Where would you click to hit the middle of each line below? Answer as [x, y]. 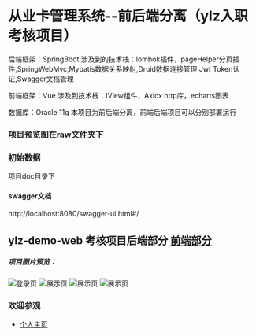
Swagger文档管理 [45, 79]
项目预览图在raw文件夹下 [56, 135]
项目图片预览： [32, 262]
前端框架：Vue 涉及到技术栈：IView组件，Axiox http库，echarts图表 [119, 95]
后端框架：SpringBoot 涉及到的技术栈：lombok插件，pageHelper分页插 [124, 59]
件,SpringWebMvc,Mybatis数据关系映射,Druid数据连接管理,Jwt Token [121, 68]
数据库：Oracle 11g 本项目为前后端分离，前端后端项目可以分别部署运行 [122, 112]
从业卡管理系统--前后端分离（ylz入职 [128, 16]
